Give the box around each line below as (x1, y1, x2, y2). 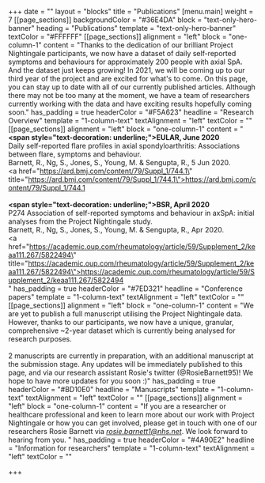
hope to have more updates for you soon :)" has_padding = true (8, 376, 216, 386)
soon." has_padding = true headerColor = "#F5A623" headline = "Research (8, 108, 255, 117)
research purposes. (8, 334, 73, 343)
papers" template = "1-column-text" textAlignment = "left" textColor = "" (8, 292, 244, 301)
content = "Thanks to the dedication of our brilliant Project (43, 40, 233, 50)
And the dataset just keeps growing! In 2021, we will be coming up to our (8, 66, 245, 74)
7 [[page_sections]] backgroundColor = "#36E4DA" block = (8, 15, 203, 25)
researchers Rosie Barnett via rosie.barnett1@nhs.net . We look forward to (8, 427, 248, 436)
